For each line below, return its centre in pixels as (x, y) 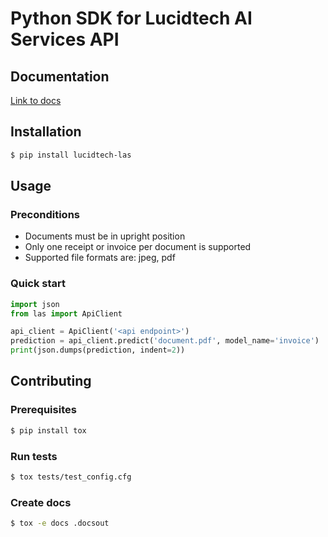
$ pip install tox (48, 430)
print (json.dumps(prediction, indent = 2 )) (98, 350)
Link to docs (36, 100)
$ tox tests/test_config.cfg (71, 477)
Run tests (34, 456)
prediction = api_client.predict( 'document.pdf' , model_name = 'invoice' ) (165, 341)
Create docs (41, 502)
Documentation (60, 76)
